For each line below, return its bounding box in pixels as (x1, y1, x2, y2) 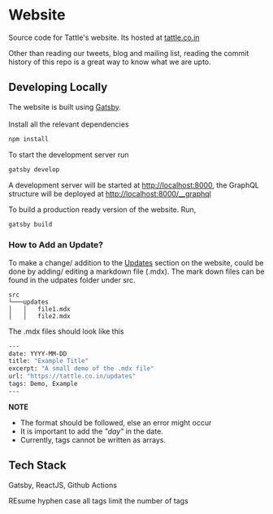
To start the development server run (8, 149, 129, 159)
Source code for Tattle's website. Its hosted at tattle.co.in (8, 32, 201, 42)
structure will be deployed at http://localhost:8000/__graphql (8, 188, 211, 198)
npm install (8, 135, 49, 143)
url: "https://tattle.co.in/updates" (8, 372, 136, 381)
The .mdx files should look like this (8, 326, 124, 336)
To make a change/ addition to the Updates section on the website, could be (8, 257, 264, 267)
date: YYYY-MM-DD (8, 349, 67, 358)
